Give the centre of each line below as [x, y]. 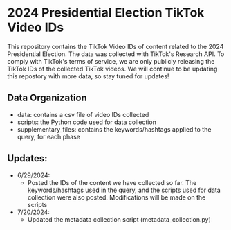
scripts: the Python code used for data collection [87, 122]
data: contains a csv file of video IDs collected [83, 114]
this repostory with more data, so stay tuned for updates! [88, 76]
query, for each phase [49, 136]
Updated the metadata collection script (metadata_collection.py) [119, 219]
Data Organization [47, 98]
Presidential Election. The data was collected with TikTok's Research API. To [116, 54]
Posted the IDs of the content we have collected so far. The [112, 182]
